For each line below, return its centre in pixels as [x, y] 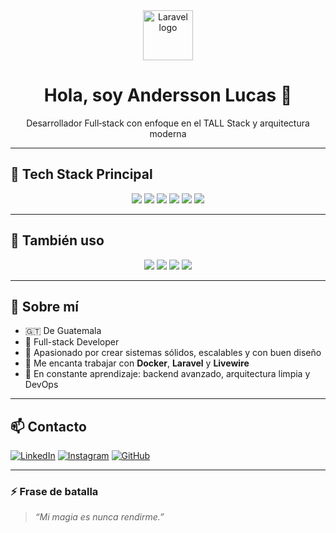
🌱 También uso [57, 240]
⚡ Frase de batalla [54, 492]
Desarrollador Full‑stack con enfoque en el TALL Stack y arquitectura [168, 123]
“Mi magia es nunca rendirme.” [99, 517]
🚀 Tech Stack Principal [81, 174]
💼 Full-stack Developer [72, 342]
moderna [168, 133]
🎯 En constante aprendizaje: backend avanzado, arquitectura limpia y [167, 374]
